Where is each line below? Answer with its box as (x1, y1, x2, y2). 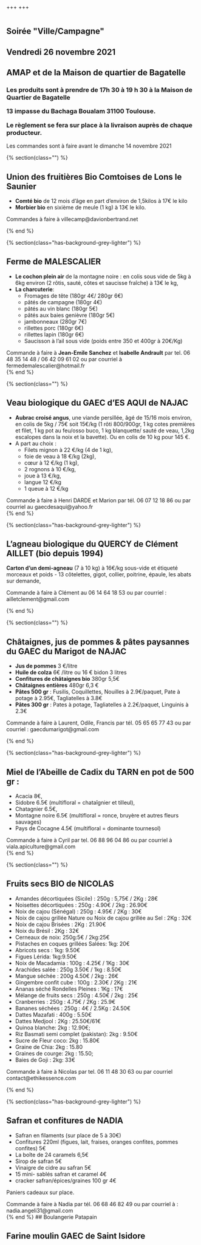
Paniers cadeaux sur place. (6, 1189, 75, 1196)
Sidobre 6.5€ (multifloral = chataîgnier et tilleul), (15, 799, 135, 807)
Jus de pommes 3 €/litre (15, 663, 78, 670)
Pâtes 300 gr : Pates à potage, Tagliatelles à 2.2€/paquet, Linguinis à (15, 701, 189, 708)
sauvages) (15, 818, 42, 826)
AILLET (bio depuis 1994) (6, 548, 104, 559)
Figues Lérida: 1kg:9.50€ (15, 953, 77, 960)
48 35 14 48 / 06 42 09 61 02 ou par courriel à (6, 355, 123, 363)
